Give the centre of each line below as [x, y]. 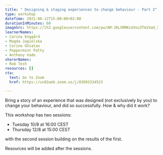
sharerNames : [18, 59]
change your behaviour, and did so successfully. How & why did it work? [78, 105]
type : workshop [20, 14]
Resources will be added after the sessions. [49, 148]
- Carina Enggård [23, 37]
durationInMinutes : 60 [28, 23]
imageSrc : [15, 28]
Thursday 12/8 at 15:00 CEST [41, 129]
